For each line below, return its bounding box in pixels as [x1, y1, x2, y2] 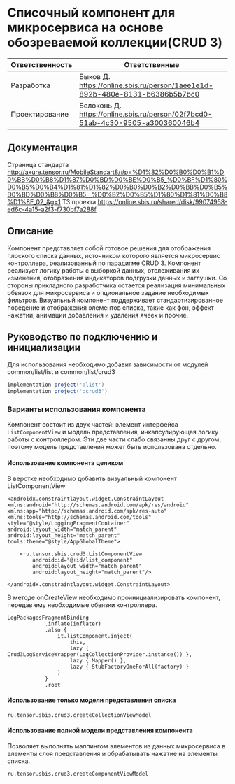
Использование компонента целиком [7, 459, 124, 467]
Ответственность [10, 59, 73, 69]
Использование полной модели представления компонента [7, 726, 194, 735]
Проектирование [10, 109, 69, 119]
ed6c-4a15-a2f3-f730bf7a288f [7, 205, 97, 213]
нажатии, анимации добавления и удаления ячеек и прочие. [7, 311, 189, 319]
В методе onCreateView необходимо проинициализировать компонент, [7, 593, 220, 601]
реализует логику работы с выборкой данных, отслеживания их [7, 266, 199, 274]
